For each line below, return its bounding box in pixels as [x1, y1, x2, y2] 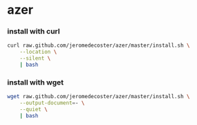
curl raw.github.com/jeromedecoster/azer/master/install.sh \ [7, 42, 190, 49]
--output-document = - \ [19, 100, 85, 106]
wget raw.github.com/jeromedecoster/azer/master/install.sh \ [7, 93, 190, 100]
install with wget [7, 78, 64, 87]
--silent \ [19, 55, 51, 62]
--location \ [19, 49, 57, 56]
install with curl [7, 27, 60, 36]
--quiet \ [19, 106, 48, 113]
